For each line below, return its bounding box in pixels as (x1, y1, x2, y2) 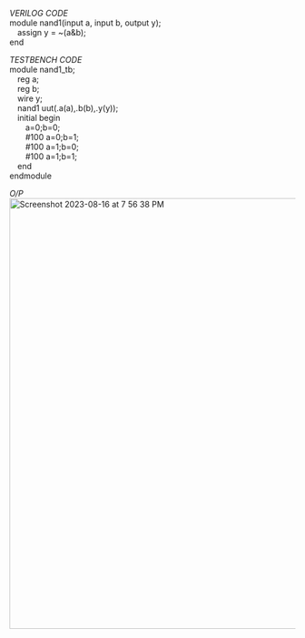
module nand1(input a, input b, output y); (9, 17, 162, 28)
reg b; (17, 84, 40, 94)
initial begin (17, 113, 61, 123)
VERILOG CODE (9, 8, 68, 18)
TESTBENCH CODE (9, 55, 83, 65)
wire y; (17, 93, 44, 104)
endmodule (9, 170, 53, 181)
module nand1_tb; (9, 64, 75, 75)
